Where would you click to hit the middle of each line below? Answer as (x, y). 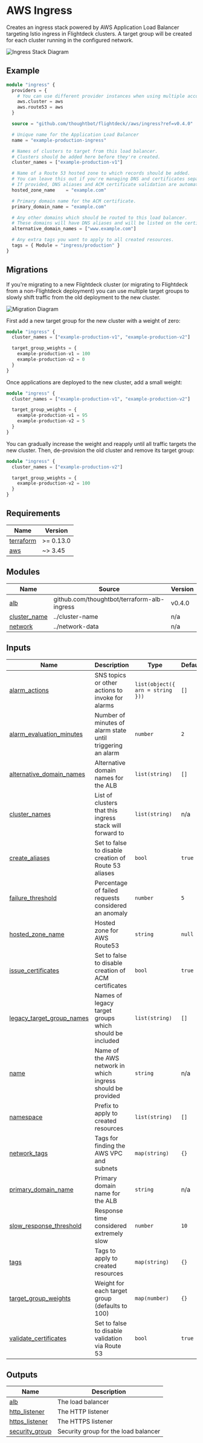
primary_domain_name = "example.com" (59, 207)
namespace (26, 1117)
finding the (110, 1146)
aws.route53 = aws (40, 107)
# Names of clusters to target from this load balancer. (85, 151)
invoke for (109, 697)
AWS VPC (108, 1153)
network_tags (29, 1153)
